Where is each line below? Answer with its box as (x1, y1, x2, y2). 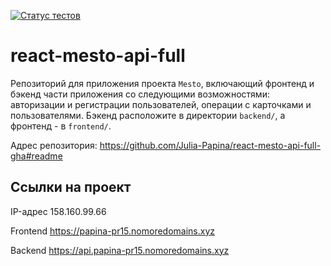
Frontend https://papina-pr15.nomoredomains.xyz (10, 225, 216, 237)
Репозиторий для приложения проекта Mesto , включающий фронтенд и (10, 77, 315, 89)
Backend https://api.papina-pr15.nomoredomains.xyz (10, 244, 230, 256)
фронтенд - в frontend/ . (10, 120, 112, 132)
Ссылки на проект (10, 179, 132, 196)
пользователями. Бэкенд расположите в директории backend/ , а (10, 109, 286, 121)
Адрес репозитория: (10, 139, 98, 151)
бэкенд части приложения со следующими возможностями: (10, 88, 270, 100)
